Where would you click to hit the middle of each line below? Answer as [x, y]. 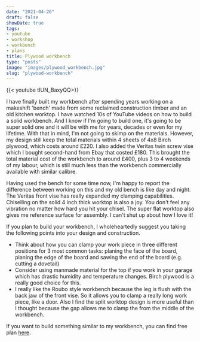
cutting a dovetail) [37, 264]
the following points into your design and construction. [73, 233]
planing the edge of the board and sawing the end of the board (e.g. [99, 258]
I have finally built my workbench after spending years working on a [90, 102]
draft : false [22, 17]
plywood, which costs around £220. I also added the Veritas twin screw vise [100, 146]
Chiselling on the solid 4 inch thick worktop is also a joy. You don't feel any [98, 202]
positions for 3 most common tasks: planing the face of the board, [96, 251]
